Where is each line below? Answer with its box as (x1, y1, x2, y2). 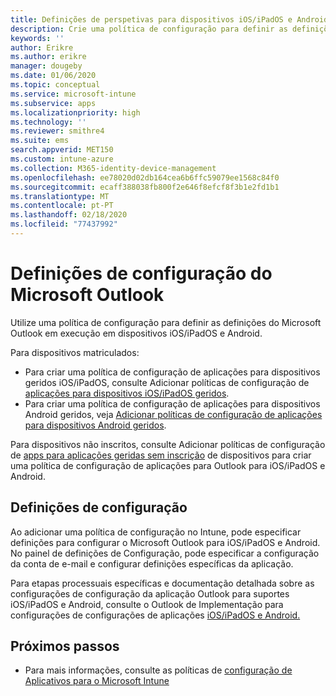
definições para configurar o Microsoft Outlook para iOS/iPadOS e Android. (10, 536, 321, 548)
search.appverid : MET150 (10, 145, 114, 155)
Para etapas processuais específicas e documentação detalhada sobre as (10, 577, 315, 589)
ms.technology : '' (10, 117, 87, 127)
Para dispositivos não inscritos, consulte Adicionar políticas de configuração (10, 438, 326, 450)
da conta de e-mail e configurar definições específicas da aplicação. (10, 557, 294, 570)
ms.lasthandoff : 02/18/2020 (10, 210, 128, 220)
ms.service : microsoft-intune (10, 89, 137, 99)
